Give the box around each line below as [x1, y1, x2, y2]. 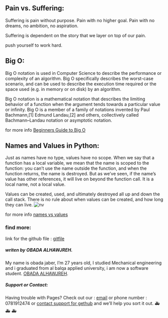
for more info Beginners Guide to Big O [5, 127, 86, 133]
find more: [5, 224, 31, 231]
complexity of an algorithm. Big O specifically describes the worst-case [5, 75, 153, 81]
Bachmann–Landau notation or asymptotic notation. [5, 117, 112, 123]
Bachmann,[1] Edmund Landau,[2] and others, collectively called [5, 112, 139, 118]
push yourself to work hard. [5, 42, 63, 48]
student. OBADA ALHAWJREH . [5, 270, 69, 276]
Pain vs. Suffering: [5, 4, 64, 13]
